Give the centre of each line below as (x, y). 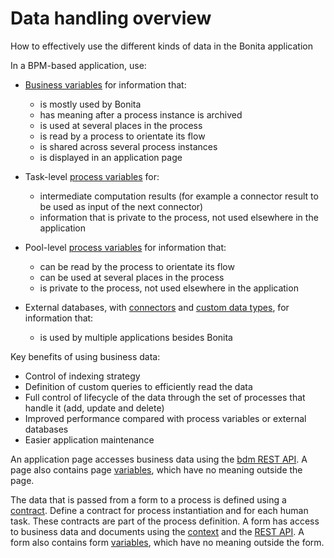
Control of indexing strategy (82, 376)
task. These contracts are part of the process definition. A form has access (165, 521)
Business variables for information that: (105, 84)
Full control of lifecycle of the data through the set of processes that (165, 397)
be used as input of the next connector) (121, 206)
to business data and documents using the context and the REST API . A (157, 531)
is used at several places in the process (121, 125)
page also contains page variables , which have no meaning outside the (156, 469)
